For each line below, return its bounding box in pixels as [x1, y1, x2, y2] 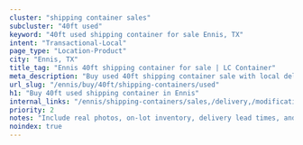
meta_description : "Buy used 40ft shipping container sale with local [9, 72, 280, 81]
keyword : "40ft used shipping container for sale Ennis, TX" [9, 30, 244, 39]
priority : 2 [9, 105, 54, 114]
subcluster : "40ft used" [9, 22, 103, 31]
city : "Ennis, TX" [9, 55, 78, 64]
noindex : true [9, 122, 63, 131]
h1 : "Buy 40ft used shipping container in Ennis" [9, 88, 200, 97]
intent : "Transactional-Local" [9, 38, 127, 48]
